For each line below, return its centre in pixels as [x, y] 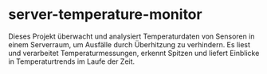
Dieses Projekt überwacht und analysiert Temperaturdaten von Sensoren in [132, 36]
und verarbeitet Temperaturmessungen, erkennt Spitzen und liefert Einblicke [134, 53]
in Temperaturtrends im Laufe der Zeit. [72, 61]
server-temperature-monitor [105, 15]
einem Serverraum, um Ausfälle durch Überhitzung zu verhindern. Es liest [130, 44]
